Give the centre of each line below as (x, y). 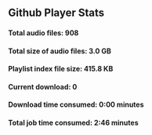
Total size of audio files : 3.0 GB (60, 51)
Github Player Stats (56, 13)
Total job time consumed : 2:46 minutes (73, 122)
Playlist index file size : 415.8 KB (61, 69)
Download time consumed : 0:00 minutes (76, 104)
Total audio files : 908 (43, 33)
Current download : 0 (43, 86)
